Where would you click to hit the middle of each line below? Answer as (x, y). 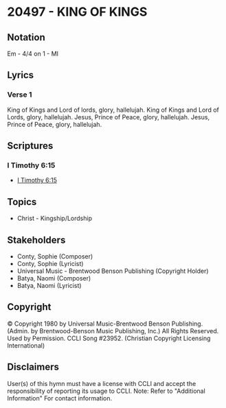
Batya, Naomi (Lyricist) (49, 286)
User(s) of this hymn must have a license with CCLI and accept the (102, 383)
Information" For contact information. (60, 398)
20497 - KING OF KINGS (77, 12)
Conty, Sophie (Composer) (55, 256)
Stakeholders (36, 240)
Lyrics (21, 75)
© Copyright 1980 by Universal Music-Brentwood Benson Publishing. (105, 324)
